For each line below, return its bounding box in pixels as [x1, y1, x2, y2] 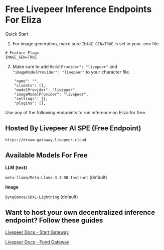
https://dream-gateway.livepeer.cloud [5, 137, 86, 142]
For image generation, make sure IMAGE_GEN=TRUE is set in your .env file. [12, 40, 160, 46]
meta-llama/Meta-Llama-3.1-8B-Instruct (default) [5, 174, 107, 180]
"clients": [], [14, 83, 46, 88]
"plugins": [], [14, 101, 46, 106]
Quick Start [5, 31, 29, 37]
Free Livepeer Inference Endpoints [5, 4, 152, 15]
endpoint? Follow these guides [5, 216, 103, 224]
